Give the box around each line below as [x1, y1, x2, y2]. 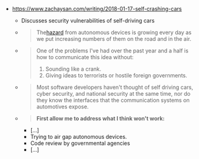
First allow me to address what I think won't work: [36, 115, 165, 122]
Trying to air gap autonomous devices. [30, 133, 127, 140]
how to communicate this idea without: [36, 54, 134, 60]
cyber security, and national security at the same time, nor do [36, 90, 190, 97]
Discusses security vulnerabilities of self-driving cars [21, 17, 155, 24]
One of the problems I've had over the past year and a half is [36, 47, 189, 54]
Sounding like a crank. [45, 65, 102, 72]
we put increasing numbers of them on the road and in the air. [36, 35, 192, 42]
